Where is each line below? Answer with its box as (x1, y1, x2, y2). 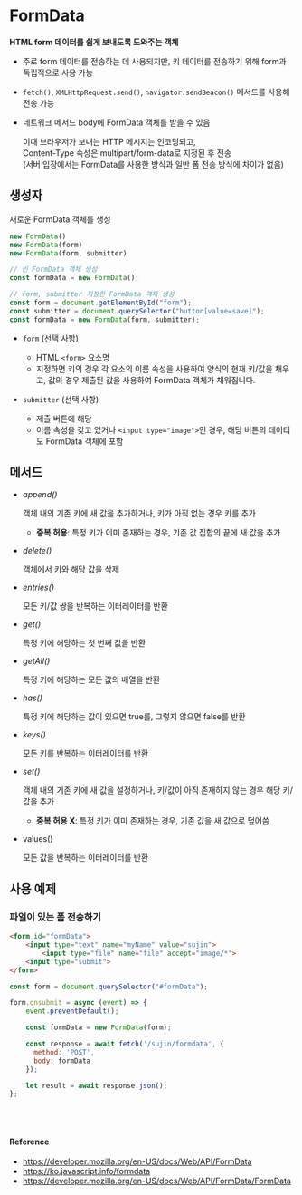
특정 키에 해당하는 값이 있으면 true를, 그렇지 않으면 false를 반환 (22, 711, 246, 722)
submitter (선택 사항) (22, 393, 99, 404)
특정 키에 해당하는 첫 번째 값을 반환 (22, 638, 146, 649)
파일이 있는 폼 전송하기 (9, 911, 102, 923)
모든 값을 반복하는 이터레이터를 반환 (22, 853, 149, 863)
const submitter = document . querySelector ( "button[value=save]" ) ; (9, 306, 265, 315)
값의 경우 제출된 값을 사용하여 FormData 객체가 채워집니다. (48, 374, 256, 385)
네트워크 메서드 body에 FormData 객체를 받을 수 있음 (22, 117, 211, 128)
